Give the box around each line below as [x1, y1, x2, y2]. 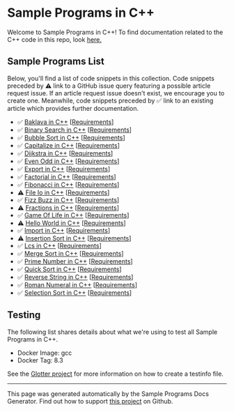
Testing [7, 309, 41, 321]
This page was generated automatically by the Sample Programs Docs [7, 389, 209, 398]
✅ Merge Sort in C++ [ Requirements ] [17, 249, 124, 257]
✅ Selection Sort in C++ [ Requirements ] [17, 288, 132, 297]
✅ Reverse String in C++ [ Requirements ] [17, 273, 134, 281]
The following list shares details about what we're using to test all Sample [7, 328, 218, 336]
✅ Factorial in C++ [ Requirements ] [17, 172, 116, 181]
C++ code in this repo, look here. [7, 35, 102, 43]
